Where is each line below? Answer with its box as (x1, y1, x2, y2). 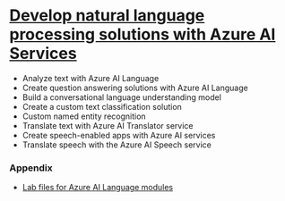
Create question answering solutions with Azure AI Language (22, 82, 248, 93)
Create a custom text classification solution (22, 101, 182, 112)
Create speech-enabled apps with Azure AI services (22, 130, 216, 140)
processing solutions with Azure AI (9, 24, 276, 45)
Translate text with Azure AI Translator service (22, 120, 194, 130)
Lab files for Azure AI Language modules (22, 182, 173, 193)
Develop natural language (9, 5, 205, 26)
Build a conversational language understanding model (22, 91, 222, 103)
